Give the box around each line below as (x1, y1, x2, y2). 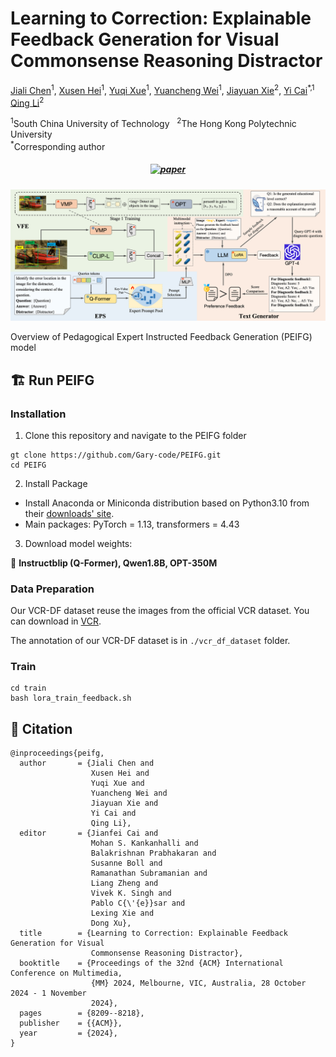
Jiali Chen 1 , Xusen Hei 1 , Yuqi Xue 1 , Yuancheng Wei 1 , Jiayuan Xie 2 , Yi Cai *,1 (10, 82, 315, 96)
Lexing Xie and (90, 908, 155, 919)
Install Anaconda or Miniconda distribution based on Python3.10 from (24, 497, 310, 509)
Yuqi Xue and (90, 778, 145, 789)
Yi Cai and (90, 808, 137, 819)
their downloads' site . (24, 507, 115, 519)
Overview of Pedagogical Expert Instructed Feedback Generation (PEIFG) (10, 331, 313, 343)
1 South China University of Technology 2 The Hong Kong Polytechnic (10, 116, 297, 129)
